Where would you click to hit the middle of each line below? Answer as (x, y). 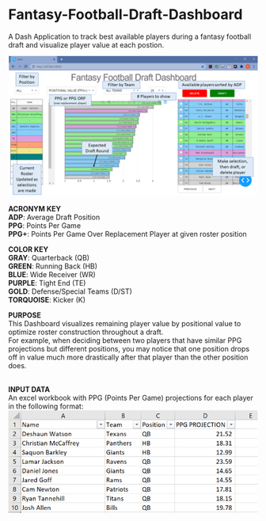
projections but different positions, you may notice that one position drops (129, 349)
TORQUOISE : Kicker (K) (47, 300)
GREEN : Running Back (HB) (53, 266)
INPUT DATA (29, 390)
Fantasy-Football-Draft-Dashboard (125, 15)
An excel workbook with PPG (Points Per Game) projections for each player (131, 398)
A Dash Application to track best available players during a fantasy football (130, 36)
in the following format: (46, 406)
